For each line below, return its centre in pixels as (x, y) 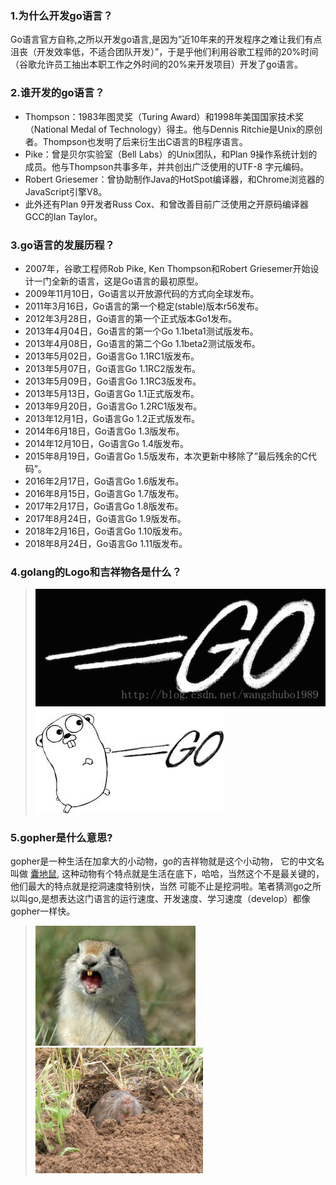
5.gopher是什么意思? (61, 837)
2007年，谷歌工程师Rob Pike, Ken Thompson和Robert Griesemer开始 (167, 268)
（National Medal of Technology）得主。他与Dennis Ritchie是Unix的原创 (173, 129)
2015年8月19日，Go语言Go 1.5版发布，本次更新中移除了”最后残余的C (166, 456)
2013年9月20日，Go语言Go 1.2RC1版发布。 (113, 406)
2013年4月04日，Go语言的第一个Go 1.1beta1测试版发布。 (141, 331)
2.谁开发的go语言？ (57, 93)
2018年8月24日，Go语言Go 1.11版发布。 (106, 543)
